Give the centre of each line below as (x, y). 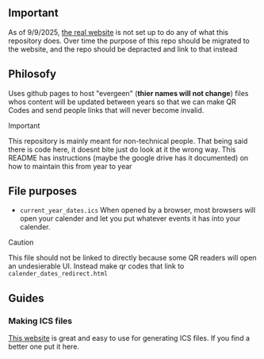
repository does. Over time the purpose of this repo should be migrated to (129, 41)
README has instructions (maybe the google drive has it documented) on (128, 157)
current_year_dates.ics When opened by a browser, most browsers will (138, 210)
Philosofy (33, 74)
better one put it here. (44, 347)
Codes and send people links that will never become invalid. (106, 110)
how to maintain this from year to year (70, 166)
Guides (27, 298)
